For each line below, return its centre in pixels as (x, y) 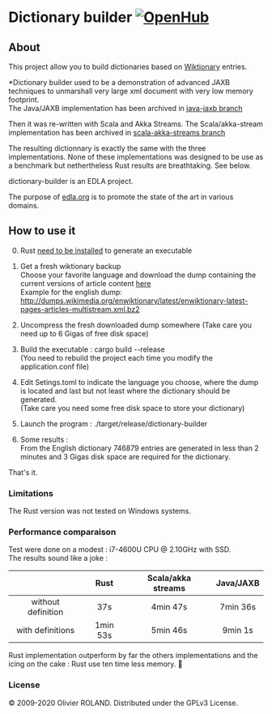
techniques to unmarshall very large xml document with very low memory (131, 91)
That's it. (23, 472)
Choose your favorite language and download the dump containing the (138, 275)
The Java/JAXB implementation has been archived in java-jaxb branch (125, 108)
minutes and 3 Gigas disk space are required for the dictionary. (125, 456)
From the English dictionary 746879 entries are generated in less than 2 (139, 448)
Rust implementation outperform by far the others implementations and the (133, 656)
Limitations (31, 493)
